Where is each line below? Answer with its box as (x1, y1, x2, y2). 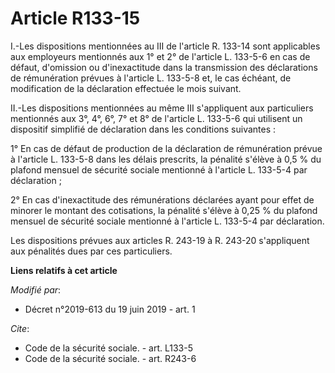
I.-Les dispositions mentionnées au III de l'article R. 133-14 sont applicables (10, 40, 321, 52)
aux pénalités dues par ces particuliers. (10, 245, 173, 257)
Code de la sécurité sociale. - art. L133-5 (24, 342, 193, 354)
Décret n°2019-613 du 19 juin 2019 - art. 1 (24, 303, 196, 315)
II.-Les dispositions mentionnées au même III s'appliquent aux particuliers (10, 102, 314, 114)
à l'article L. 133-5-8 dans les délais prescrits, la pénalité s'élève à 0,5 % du (10, 153, 322, 165)
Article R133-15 (10, 7, 141, 30)
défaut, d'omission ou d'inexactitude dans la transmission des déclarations (10, 61, 318, 73)
